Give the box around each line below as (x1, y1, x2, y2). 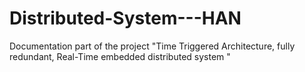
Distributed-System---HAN (9, 7, 242, 30)
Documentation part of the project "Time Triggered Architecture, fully (9, 40, 296, 52)
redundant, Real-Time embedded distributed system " (9, 50, 231, 62)
